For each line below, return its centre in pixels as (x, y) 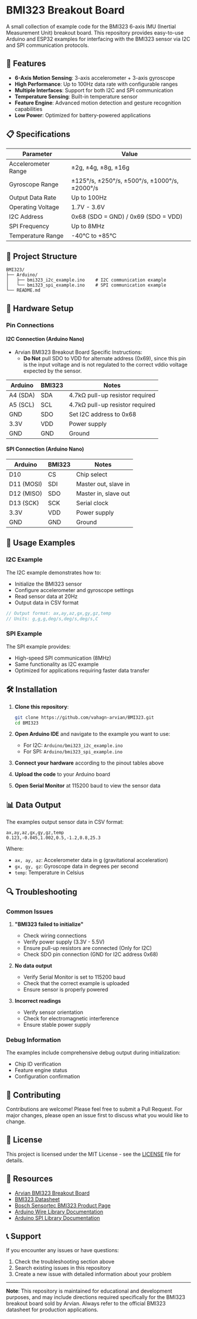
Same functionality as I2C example (57, 664)
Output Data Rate (33, 197)
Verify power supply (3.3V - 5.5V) (64, 942)
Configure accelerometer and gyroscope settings (74, 590)
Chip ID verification (38, 1064)
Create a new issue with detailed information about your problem (93, 1274)
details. (15, 1160)
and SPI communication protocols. (47, 45)
